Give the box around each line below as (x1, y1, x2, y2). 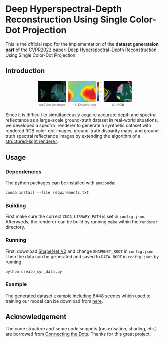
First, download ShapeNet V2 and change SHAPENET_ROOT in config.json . (5, 248, 155, 254)
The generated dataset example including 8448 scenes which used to (5, 292, 151, 299)
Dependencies (5, 168, 42, 175)
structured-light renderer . (5, 138, 58, 144)
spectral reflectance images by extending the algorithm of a (16, 133, 141, 139)
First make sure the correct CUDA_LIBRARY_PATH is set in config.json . (5, 213, 146, 219)
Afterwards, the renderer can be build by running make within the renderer (5, 219, 158, 225)
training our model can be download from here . (5, 298, 103, 304)
